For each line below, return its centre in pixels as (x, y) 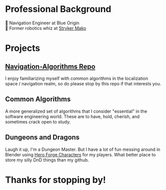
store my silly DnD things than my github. (47, 160)
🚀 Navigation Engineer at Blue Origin (42, 23)
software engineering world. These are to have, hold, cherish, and (72, 116)
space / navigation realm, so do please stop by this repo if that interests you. (83, 83)
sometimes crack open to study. (38, 122)
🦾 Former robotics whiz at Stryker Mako (46, 28)
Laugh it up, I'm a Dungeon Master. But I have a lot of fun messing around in (83, 149)
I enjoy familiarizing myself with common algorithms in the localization (77, 78)
